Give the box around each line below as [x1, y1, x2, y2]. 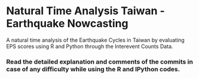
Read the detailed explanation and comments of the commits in [6, 58, 193, 66]
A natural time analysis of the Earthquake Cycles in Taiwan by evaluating [6, 36, 185, 43]
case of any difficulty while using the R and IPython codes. [6, 65, 180, 73]
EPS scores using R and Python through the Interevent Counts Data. [6, 43, 173, 50]
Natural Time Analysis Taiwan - [6, 4, 166, 18]
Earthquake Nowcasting [6, 17, 128, 30]
